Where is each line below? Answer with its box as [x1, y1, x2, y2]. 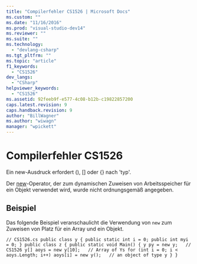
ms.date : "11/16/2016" [6, 19, 62, 25]
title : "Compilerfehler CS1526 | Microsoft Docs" [6, 8, 131, 15]
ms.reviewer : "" [6, 31, 46, 37]
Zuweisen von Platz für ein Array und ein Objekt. [6, 225, 124, 232]
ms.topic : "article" [6, 58, 57, 64]
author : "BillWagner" [6, 113, 60, 118]
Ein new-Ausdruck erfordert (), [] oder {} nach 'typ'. [6, 169, 132, 176]
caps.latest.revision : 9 [6, 101, 67, 108]
